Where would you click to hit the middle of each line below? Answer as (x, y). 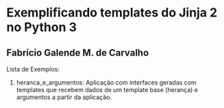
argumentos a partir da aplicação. (64, 97)
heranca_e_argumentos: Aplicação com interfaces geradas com (106, 83)
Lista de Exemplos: (33, 69)
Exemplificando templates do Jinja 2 (112, 13)
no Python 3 (41, 27)
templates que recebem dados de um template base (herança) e (107, 90)
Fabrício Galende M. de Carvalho (78, 53)
